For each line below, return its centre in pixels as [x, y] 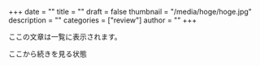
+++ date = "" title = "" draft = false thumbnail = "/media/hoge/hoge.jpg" [130, 12]
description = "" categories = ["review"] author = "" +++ [103, 20]
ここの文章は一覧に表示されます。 [65, 37]
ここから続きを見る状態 [48, 54]
